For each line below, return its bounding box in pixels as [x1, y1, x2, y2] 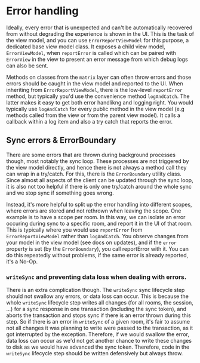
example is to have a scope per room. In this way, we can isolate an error [6, 213, 186, 220]
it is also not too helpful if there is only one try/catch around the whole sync [6, 183, 192, 190]
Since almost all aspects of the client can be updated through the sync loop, [6, 176, 193, 183]
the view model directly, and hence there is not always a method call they [6, 164, 187, 171]
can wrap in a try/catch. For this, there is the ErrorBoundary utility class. [6, 170, 182, 177]
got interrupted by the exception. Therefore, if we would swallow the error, [6, 331, 190, 338]
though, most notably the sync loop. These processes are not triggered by [6, 157, 189, 165]
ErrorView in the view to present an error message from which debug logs [6, 56, 188, 63]
